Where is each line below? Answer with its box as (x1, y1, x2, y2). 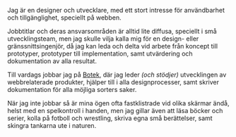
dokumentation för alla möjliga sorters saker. (7, 86, 137, 93)
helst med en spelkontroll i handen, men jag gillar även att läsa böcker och (7, 107, 223, 115)
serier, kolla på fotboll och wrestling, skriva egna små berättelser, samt (7, 114, 213, 122)
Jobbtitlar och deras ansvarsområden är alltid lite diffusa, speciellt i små (7, 27, 217, 35)
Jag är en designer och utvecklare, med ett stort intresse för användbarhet (7, 6, 225, 14)
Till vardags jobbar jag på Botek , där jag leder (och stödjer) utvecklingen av (7, 70, 227, 79)
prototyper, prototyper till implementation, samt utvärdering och (7, 49, 193, 58)
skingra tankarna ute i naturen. (7, 122, 97, 129)
